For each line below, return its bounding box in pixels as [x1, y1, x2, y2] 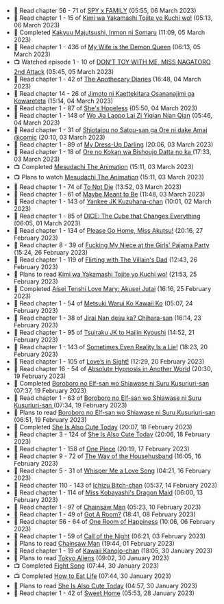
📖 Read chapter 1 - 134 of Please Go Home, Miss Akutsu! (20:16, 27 [13, 227, 203, 234]
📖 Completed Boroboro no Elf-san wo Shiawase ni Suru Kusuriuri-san [13, 379, 210, 387]
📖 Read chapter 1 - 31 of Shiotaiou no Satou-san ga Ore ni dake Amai [13, 126, 208, 134]
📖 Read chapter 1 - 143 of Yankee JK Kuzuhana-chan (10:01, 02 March [13, 197, 212, 205]
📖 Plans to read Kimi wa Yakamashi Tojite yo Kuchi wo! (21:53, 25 [13, 270, 197, 278]
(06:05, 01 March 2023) [13, 219, 81, 227]
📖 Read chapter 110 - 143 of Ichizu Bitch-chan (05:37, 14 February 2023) [13, 481, 218, 489]
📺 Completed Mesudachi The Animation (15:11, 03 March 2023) [13, 163, 194, 171]
